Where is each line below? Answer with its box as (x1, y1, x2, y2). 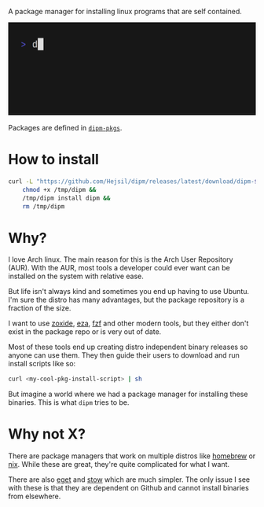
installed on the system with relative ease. (8, 271, 144, 281)
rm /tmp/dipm (22, 202, 65, 211)
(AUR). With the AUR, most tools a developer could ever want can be (8, 263, 230, 273)
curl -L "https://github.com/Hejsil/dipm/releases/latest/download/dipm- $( (8, 177, 262, 186)
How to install (8, 151, 100, 168)
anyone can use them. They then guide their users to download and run (8, 351, 240, 360)
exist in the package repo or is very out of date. (8, 327, 162, 336)
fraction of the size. (8, 303, 71, 313)
